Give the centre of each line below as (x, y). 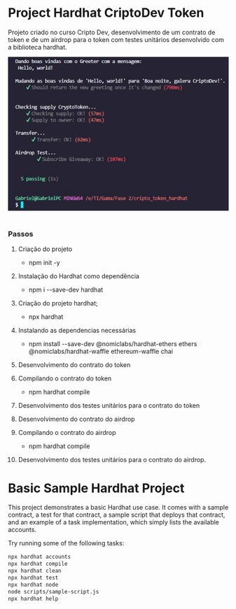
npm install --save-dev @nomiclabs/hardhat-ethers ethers (113, 344)
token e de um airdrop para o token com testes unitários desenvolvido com (116, 39)
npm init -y (44, 263)
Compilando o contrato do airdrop (67, 433)
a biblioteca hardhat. (37, 47)
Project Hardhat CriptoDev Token (106, 13)
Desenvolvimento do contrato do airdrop (76, 419)
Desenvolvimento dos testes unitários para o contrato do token (109, 406)
